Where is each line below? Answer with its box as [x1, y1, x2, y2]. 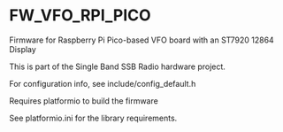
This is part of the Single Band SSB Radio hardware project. [9, 61, 226, 72]
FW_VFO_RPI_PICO [9, 5, 152, 26]
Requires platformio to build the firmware [9, 95, 159, 106]
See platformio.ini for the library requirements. [9, 113, 178, 123]
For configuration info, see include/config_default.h [9, 78, 196, 89]
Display [9, 43, 37, 54]
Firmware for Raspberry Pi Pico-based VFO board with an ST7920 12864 [9, 35, 274, 45]
